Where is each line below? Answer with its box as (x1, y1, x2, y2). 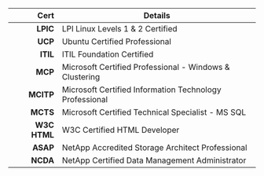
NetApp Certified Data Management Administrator (61, 155, 247, 166)
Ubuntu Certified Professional (61, 36, 171, 46)
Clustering (61, 71, 101, 82)
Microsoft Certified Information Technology (61, 84, 222, 95)
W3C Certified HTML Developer (61, 125, 180, 135)
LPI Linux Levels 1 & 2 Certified (61, 24, 178, 34)
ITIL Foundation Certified (61, 49, 154, 60)
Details (143, 10, 170, 20)
